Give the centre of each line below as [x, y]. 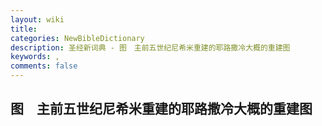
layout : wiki [37, 19]
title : [24, 29]
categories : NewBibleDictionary [77, 38]
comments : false [44, 66]
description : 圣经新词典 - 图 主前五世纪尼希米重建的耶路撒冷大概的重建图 [150, 47]
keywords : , [35, 57]
